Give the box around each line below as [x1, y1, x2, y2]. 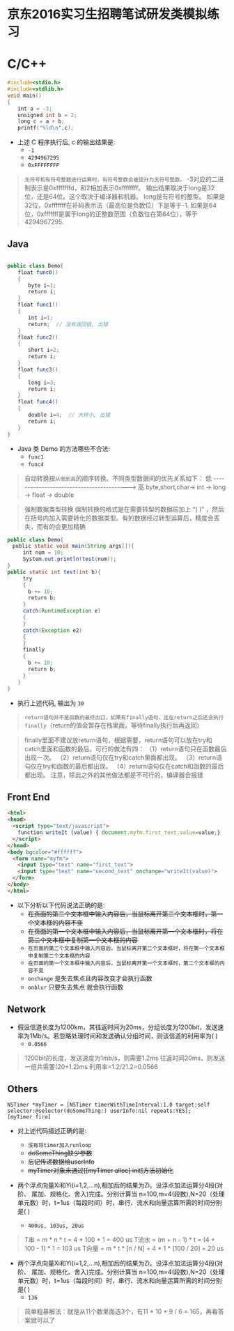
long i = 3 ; [27, 379, 57, 386]
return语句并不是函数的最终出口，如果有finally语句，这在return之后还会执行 [24, 714, 224, 721]
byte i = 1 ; [27, 282, 57, 289]
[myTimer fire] [7, 1114, 52, 1121]
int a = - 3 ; [17, 105, 52, 112]
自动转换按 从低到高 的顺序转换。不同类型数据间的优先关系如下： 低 [24, 474, 212, 482]
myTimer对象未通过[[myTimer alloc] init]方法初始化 [27, 1167, 174, 1175]
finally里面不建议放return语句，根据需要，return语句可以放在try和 [24, 736, 212, 744]
